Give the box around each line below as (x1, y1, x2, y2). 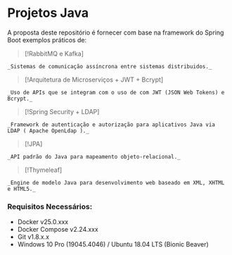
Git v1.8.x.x (17, 232, 50, 241)
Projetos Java (7, 5, 89, 21)
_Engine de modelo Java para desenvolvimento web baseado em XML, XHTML (7, 179, 225, 186)
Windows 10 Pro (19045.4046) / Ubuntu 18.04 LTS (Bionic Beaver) (17, 240, 209, 249)
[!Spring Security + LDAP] (24, 107, 100, 116)
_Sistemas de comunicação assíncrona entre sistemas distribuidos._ (7, 63, 212, 70)
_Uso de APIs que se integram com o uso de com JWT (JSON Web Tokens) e (7, 89, 225, 96)
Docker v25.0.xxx (17, 218, 69, 226)
